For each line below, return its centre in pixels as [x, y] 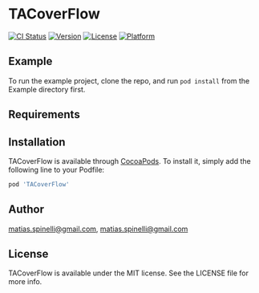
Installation [37, 142]
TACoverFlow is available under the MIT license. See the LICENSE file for [129, 273]
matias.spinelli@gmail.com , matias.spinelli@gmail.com [98, 229]
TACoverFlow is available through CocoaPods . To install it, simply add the [129, 161]
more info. [25, 282]
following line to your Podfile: [57, 169]
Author [26, 210]
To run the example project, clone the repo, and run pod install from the [129, 80]
